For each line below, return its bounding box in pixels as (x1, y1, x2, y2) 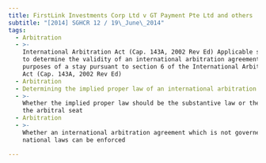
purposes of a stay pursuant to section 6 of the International (22, 63, 239, 71)
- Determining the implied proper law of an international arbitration (15, 84, 257, 93)
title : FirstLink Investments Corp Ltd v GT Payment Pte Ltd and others (8, 11, 253, 20)
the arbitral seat (22, 107, 83, 115)
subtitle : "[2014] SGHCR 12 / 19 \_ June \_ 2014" (8, 19, 165, 27)
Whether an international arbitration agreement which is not (22, 128, 232, 136)
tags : (8, 26, 26, 34)
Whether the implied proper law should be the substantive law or (22, 99, 246, 107)
